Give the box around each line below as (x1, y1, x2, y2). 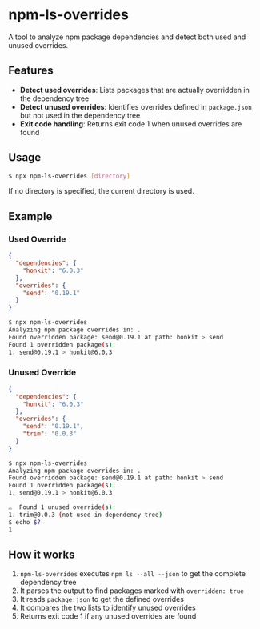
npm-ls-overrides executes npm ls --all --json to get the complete (19, 569, 246, 579)
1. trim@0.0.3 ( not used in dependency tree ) (8, 511, 162, 519)
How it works (8, 547, 75, 561)
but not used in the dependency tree (19, 110, 141, 120)
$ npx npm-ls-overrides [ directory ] (8, 172, 130, 180)
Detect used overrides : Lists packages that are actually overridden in (19, 85, 250, 94)
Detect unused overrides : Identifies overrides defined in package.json (19, 102, 252, 111)
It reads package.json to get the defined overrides (19, 595, 184, 604)
